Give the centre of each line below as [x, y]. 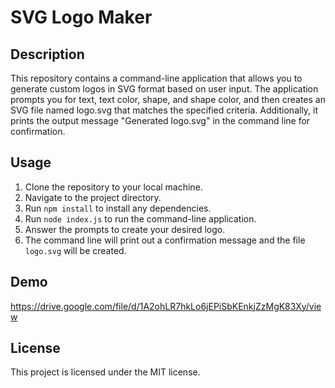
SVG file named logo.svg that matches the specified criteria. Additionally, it [164, 110]
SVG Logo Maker [81, 17]
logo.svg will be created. [75, 250]
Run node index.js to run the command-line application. [140, 218]
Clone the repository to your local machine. [113, 187]
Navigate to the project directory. [93, 197]
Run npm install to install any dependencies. [118, 208]
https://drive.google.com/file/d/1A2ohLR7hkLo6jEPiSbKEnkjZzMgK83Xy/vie [166, 306]
